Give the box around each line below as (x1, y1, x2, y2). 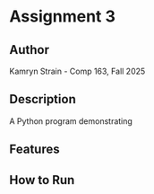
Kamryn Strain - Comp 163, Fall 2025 (9, 66, 146, 76)
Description (9, 92, 76, 107)
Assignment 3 (9, 6, 116, 27)
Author (9, 42, 49, 57)
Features (9, 142, 60, 157)
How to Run (9, 172, 75, 188)
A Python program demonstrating (9, 115, 133, 127)
